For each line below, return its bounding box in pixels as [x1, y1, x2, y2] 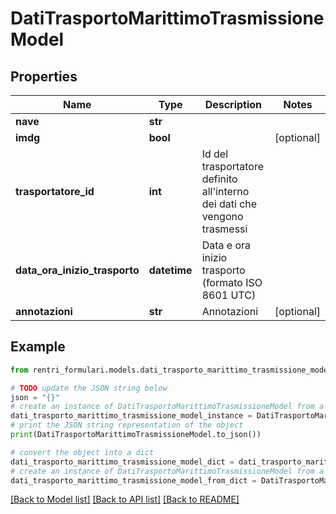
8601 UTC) [201, 288, 257, 302]
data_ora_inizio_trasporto [15, 263, 140, 277]
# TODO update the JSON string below [10, 383, 168, 393]
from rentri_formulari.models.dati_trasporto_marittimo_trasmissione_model [10, 365, 333, 375]
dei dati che [201, 197, 258, 211]
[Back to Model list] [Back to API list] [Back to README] [10, 493, 240, 506]
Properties [10, 68, 78, 85]
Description [204, 98, 263, 111]
